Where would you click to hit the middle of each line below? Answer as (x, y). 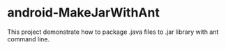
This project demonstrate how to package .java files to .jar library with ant (113, 32)
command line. (29, 39)
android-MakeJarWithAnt (84, 13)
